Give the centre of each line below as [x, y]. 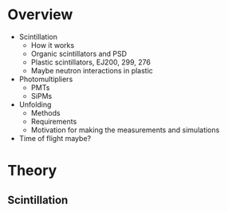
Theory [32, 171]
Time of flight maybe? [55, 138]
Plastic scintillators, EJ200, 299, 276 [90, 62]
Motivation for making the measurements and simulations [125, 130]
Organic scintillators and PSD [79, 53]
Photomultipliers [46, 79]
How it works [53, 45]
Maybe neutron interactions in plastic [92, 70]
